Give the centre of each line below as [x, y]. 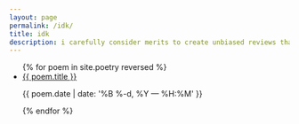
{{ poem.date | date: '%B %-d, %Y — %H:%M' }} [112, 94]
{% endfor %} [48, 111]
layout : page [33, 17]
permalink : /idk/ [41, 26]
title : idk [29, 34]
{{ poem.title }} [49, 77]
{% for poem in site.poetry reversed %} [94, 67]
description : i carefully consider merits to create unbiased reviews [143, 42]
